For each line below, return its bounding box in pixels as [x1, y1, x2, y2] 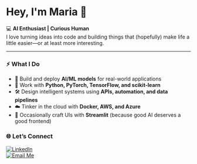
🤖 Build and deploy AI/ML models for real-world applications [14, 75, 162, 82]
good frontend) [14, 118, 52, 125]
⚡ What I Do [6, 60, 40, 68]
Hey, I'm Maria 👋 [6, 5, 87, 19]
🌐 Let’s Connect [6, 132, 53, 141]
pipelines [14, 96, 38, 104]
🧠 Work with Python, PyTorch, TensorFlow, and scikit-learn [14, 82, 161, 89]
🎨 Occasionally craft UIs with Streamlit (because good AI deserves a [14, 111, 181, 118]
